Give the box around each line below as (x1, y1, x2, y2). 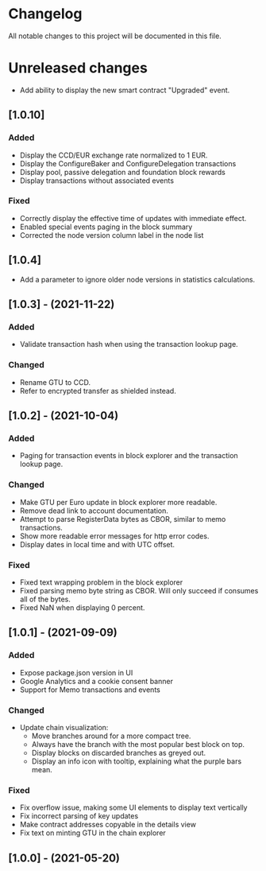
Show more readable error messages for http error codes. (19, 531, 210, 541)
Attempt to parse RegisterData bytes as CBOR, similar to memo (19, 514, 226, 523)
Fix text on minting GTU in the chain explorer (19, 828, 167, 838)
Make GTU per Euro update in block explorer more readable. (19, 497, 218, 507)
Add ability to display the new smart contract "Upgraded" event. (19, 85, 230, 95)
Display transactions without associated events (19, 176, 175, 185)
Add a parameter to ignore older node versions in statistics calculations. (19, 274, 256, 284)
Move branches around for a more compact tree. (31, 731, 191, 741)
